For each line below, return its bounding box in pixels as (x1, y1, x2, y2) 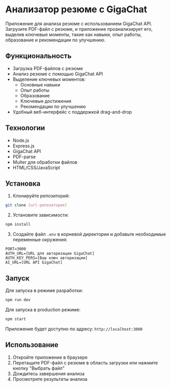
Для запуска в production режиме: (5, 306, 81, 313)
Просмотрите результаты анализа (12, 376, 88, 382)
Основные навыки (20, 81, 60, 88)
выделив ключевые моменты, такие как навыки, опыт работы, (5, 31, 142, 37)
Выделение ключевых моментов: (12, 76, 86, 82)
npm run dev (5, 297, 31, 303)
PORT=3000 (5, 247, 27, 252)
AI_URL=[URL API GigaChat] (5, 260, 63, 265)
